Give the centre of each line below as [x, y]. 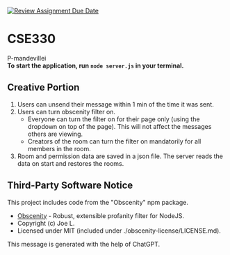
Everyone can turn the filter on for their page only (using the [114, 119]
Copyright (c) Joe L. [46, 223]
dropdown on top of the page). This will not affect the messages [120, 126]
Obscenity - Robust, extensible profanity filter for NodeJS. [100, 215]
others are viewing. [55, 134]
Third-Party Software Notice [70, 186]
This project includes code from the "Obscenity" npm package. [98, 202]
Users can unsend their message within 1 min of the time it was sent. [115, 104]
